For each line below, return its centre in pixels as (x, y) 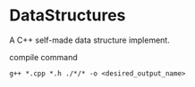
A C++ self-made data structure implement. (89, 40)
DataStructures (68, 16)
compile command (43, 57)
